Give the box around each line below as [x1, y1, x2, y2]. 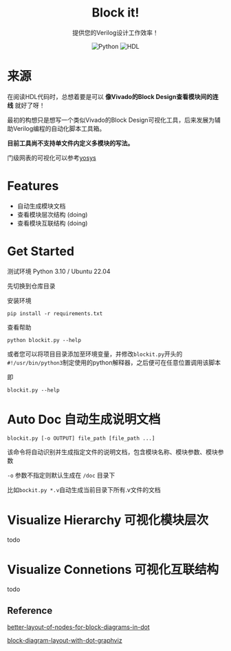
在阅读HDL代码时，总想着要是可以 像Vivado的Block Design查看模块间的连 [7, 92, 219, 100]
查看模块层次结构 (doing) [16, 210, 88, 218]
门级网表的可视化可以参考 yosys [7, 153, 96, 162]
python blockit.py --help [7, 337, 81, 343]
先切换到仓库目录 [7, 281, 56, 290]
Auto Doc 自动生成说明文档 [7, 412, 161, 427]
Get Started [7, 244, 74, 259]
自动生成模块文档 [16, 202, 66, 210]
